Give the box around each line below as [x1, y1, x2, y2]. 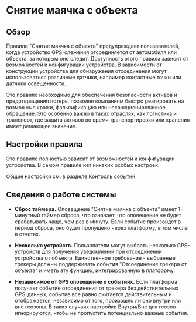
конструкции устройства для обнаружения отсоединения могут [6, 68, 167, 74]
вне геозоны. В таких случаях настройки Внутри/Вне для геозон [14, 303, 176, 310]
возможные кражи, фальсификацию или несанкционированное [6, 104, 166, 110]
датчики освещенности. [6, 80, 66, 87]
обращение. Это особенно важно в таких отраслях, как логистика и [6, 110, 177, 117]
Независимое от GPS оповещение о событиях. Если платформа [14, 278, 177, 285]
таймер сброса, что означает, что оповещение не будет [41, 212, 181, 219]
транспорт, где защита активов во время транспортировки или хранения [6, 116, 190, 123]
